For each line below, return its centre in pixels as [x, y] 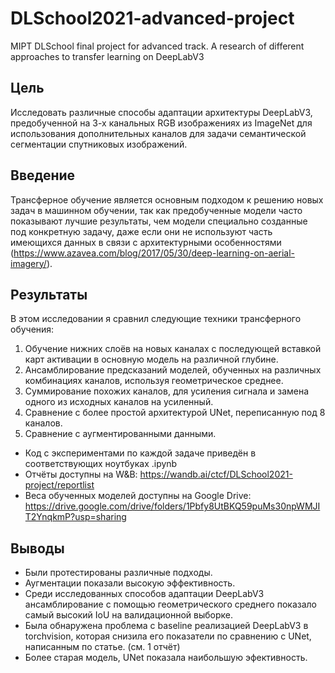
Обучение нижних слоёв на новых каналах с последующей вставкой [173, 349]
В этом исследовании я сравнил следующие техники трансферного [156, 319]
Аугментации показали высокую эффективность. [130, 583]
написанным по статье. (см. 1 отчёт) [102, 647]
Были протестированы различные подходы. [118, 573]
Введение [43, 175]
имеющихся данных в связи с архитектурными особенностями [146, 242]
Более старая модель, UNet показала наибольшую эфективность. [166, 658]
